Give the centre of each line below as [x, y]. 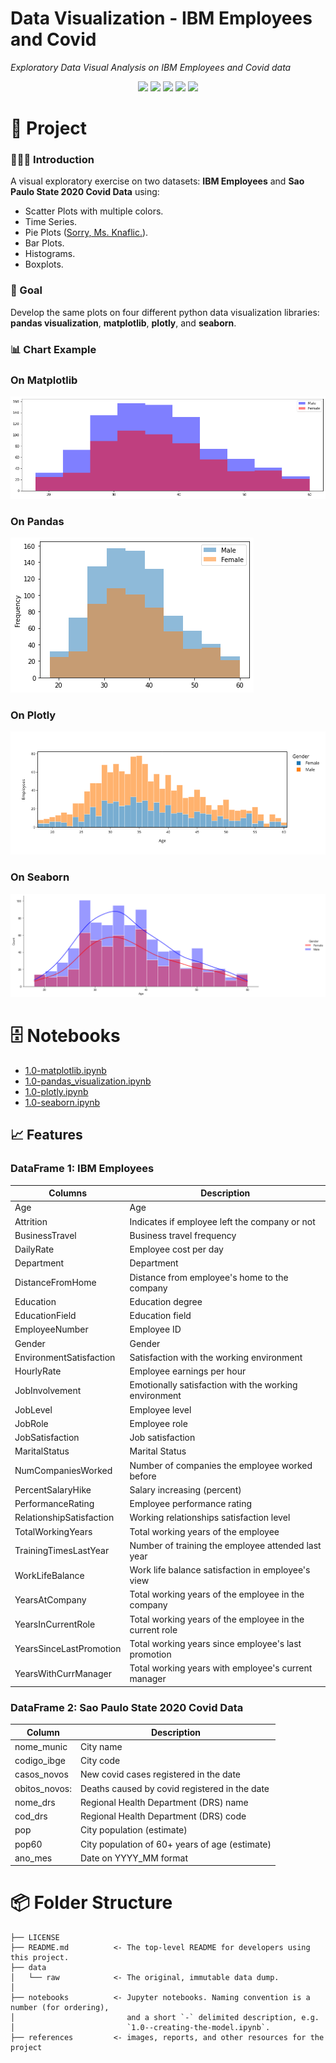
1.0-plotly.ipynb [56, 1092]
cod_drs [31, 1816]
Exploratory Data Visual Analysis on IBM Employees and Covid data [151, 67]
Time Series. [51, 222]
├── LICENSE [35, 1938]
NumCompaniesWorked [63, 1471]
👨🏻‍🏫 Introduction [52, 160]
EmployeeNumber [51, 1329]
